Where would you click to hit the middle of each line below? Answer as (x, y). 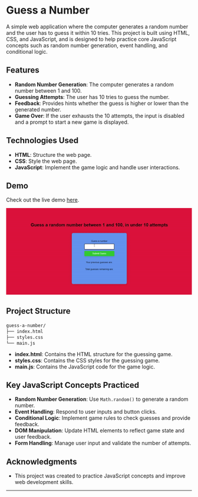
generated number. (38, 109)
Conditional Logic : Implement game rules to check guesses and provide (102, 418)
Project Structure (38, 311)
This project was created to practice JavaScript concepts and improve (100, 476)
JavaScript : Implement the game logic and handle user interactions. (97, 167)
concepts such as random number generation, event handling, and (87, 45)
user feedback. (33, 437)
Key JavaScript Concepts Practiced (73, 385)
